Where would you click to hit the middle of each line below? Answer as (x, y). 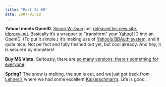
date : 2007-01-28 (23, 14)
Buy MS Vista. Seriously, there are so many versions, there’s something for (82, 59)
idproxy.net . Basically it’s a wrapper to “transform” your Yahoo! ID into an (80, 34)
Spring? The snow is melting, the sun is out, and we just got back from (77, 74)
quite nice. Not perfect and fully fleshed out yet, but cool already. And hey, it (83, 44)
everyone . (15, 64)
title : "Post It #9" (27, 10)
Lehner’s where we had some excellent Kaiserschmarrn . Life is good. (76, 79)
